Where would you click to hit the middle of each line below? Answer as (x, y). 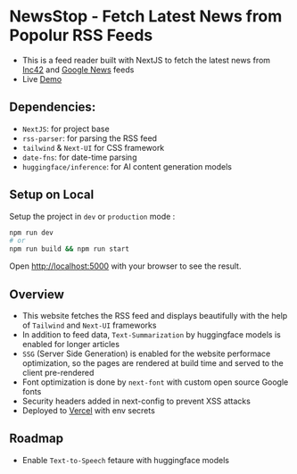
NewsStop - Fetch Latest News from (146, 17)
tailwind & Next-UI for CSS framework (93, 147)
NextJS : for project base (66, 129)
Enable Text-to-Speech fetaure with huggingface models (126, 460)
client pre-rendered (58, 373)
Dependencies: (53, 108)
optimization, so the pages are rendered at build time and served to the (153, 363)
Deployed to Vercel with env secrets (89, 411)
